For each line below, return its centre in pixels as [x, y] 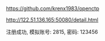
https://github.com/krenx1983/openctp [53, 8]
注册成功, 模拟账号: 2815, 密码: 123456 [52, 32]
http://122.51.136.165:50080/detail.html [52, 20]
